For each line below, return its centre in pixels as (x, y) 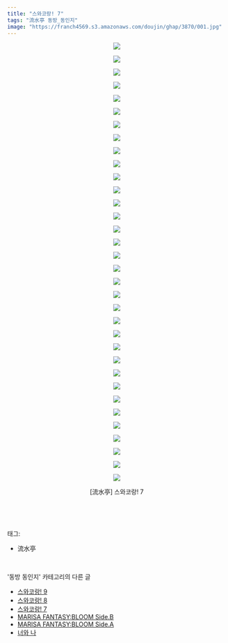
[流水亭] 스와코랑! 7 (117, 492)
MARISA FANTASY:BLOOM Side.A (66, 624)
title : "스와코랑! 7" (35, 14)
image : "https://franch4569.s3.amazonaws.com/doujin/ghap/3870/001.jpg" (115, 27)
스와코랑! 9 (32, 592)
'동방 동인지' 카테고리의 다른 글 (49, 577)
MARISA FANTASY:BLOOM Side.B (65, 617)
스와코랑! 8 (32, 600)
